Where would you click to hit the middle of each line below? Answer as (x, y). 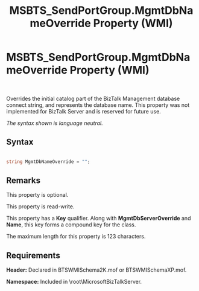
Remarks (24, 180)
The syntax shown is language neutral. (55, 123)
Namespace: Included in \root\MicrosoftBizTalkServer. (74, 282)
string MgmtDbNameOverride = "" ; (48, 161)
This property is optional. (37, 195)
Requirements (33, 255)
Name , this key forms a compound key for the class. (71, 225)
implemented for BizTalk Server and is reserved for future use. (84, 111)
